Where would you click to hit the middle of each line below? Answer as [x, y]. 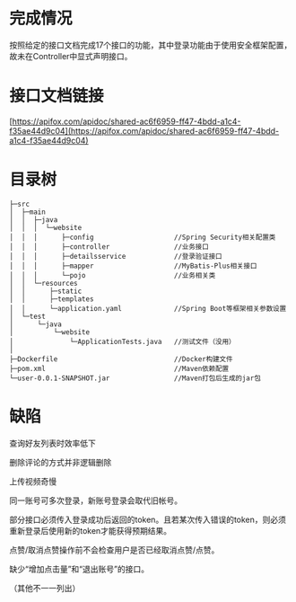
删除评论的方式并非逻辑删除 [61, 462]
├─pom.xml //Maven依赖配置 [119, 368]
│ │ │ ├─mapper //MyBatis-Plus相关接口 [133, 266]
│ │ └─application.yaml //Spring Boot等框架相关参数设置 [148, 308]
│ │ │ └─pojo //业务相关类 [113, 275]
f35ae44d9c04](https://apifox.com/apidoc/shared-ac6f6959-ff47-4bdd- [144, 130]
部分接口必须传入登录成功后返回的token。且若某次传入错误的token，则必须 [148, 519]
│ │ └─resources [44, 283]
